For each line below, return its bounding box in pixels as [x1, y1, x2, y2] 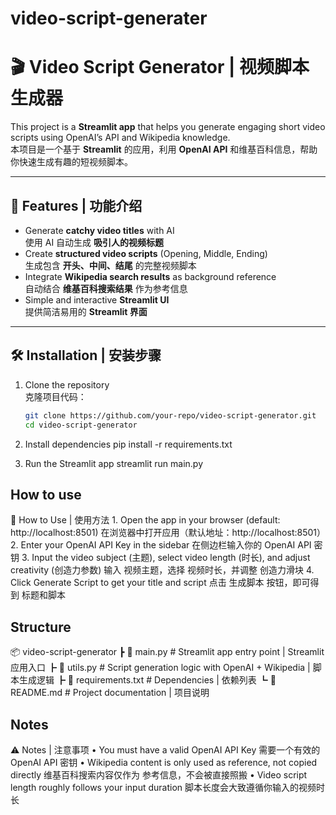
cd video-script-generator [24, 420, 138, 430]
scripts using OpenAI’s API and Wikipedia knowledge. [10, 132, 231, 144]
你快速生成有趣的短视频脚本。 [10, 156, 133, 168]
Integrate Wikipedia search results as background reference [24, 270, 277, 282]
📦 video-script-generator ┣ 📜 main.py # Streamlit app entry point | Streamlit [10, 646, 325, 658]
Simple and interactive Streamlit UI [24, 293, 170, 306]
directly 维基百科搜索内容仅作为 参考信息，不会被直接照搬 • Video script [10, 768, 308, 781]
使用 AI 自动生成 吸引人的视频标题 [24, 236, 165, 248]
